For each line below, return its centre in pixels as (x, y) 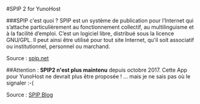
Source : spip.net (28, 58)
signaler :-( (20, 83)
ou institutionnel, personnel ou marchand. (58, 46)
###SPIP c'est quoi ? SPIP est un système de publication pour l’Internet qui (100, 20)
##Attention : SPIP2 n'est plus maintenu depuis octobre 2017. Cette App (97, 70)
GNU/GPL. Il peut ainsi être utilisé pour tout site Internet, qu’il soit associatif (100, 40)
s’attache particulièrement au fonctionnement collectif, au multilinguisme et (100, 27)
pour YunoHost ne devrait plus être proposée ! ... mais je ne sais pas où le (98, 76)
